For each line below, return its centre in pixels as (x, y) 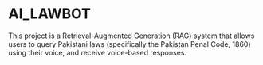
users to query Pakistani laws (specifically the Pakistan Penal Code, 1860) (130, 44)
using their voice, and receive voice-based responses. (98, 52)
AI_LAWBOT (50, 14)
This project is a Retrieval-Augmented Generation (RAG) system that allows (131, 36)
